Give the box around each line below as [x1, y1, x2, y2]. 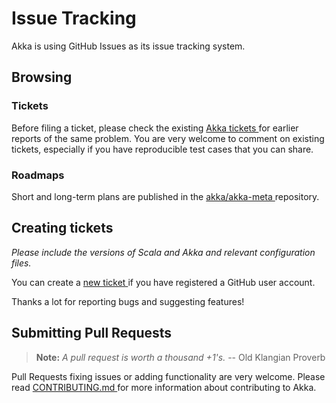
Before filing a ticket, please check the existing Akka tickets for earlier [11, 122, 299, 134]
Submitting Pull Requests [11, 325, 173, 342]
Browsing [11, 69, 73, 86]
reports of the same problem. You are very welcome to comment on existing [11, 132, 325, 144]
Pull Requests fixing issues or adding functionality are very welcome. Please [11, 370, 326, 382]
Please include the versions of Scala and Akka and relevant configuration [11, 246, 316, 258]
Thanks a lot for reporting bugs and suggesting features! [11, 295, 245, 307]
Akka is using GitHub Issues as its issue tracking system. [11, 40, 246, 52]
